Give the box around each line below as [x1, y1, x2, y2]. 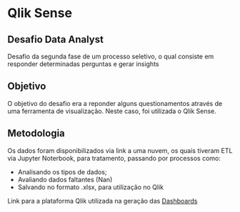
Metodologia [7, 127, 66, 139]
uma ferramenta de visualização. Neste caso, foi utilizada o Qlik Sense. [7, 107, 216, 115]
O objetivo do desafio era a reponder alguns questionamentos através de [7, 99, 223, 107]
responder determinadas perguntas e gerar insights [7, 60, 159, 68]
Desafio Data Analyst [7, 33, 104, 46]
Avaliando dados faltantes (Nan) [17, 175, 113, 184]
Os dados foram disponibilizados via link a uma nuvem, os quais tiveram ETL [7, 146, 233, 154]
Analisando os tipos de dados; [17, 167, 107, 176]
